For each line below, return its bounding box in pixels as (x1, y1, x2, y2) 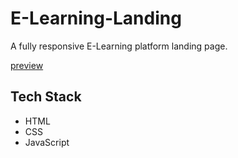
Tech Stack (10, 88, 82, 106)
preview (10, 59, 44, 71)
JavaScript (24, 136, 70, 148)
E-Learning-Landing (10, 7, 182, 30)
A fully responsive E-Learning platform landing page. (10, 40, 228, 52)
